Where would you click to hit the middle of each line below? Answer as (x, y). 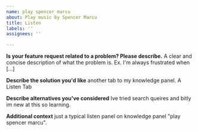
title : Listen (24, 23)
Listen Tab (19, 87)
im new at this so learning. (38, 105)
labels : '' (20, 28)
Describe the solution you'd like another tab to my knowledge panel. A (94, 81)
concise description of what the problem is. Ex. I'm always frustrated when (98, 63)
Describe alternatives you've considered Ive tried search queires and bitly (99, 99)
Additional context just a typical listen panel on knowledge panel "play (93, 116)
